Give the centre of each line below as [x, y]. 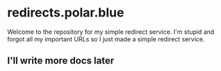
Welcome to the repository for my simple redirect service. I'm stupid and [111, 32]
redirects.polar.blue [66, 13]
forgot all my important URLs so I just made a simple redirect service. [106, 39]
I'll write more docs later [61, 61]
